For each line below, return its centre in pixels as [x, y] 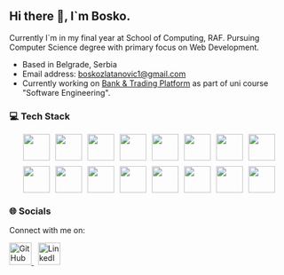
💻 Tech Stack [40, 116]
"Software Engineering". [66, 92]
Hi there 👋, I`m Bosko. [70, 16]
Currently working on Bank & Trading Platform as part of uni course [145, 83]
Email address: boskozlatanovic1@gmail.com [104, 74]
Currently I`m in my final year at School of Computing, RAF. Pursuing [134, 37]
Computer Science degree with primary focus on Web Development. [134, 47]
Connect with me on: [47, 231]
